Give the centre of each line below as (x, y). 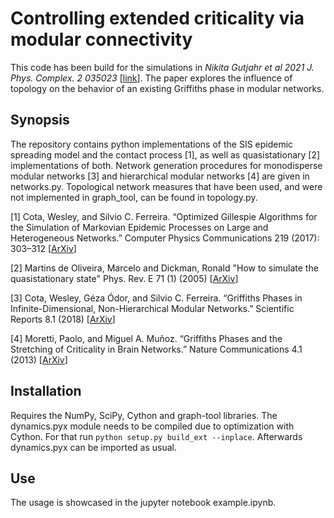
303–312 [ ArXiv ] (43, 248)
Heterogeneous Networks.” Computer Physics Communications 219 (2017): (165, 238)
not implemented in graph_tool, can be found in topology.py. (134, 197)
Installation (46, 391)
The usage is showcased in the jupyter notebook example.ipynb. (143, 503)
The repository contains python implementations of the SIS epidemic (152, 144)
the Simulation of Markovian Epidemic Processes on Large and (139, 227)
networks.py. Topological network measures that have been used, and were (166, 186)
